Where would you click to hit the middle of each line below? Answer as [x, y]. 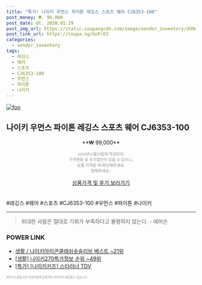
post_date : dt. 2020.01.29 [40, 23]
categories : [21, 40]
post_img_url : [24, 29]
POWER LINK [26, 237]
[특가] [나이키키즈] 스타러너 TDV [53, 266]
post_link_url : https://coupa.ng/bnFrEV [58, 34]
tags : [13, 51]
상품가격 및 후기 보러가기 [101, 182]
